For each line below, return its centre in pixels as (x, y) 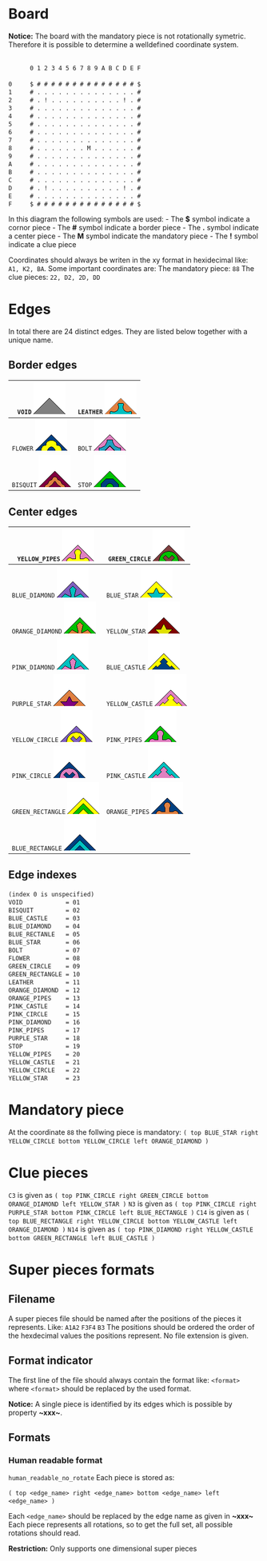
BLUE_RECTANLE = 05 (44, 934)
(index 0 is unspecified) (51, 894)
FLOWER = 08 (44, 958)
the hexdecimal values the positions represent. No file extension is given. (129, 1335)
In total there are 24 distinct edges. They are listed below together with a (128, 331)
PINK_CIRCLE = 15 (44, 1014)
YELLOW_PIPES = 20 (44, 1054)
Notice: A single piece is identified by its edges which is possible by (121, 1403)
